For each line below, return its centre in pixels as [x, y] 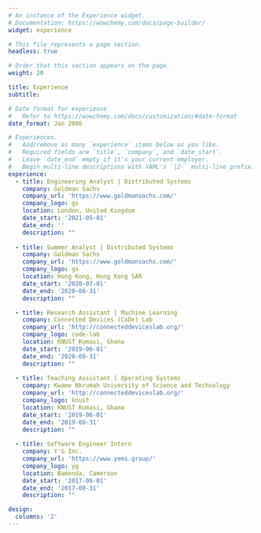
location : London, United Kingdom [79, 211]
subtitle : [24, 94]
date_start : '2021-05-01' [65, 218]
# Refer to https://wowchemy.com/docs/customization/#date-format [123, 116]
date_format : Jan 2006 [45, 123]
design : [21, 509]
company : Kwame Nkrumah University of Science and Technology [126, 386]
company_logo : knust [56, 400]
